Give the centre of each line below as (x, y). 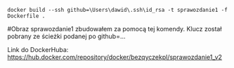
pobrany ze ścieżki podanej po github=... (66, 36)
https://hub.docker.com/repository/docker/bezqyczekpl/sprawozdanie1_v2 (115, 57)
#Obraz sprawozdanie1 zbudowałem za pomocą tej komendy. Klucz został (115, 29)
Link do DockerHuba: (38, 50)
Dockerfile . (26, 16)
